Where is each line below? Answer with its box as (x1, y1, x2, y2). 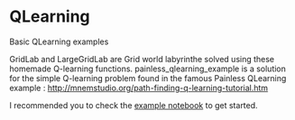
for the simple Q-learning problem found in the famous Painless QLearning (9, 72, 287, 83)
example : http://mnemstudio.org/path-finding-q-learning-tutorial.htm (9, 82, 269, 93)
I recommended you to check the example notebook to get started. (9, 99, 259, 110)
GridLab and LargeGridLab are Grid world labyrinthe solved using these (9, 53, 275, 64)
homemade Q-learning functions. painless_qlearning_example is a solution (9, 63, 287, 74)
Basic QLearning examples (9, 36, 109, 47)
